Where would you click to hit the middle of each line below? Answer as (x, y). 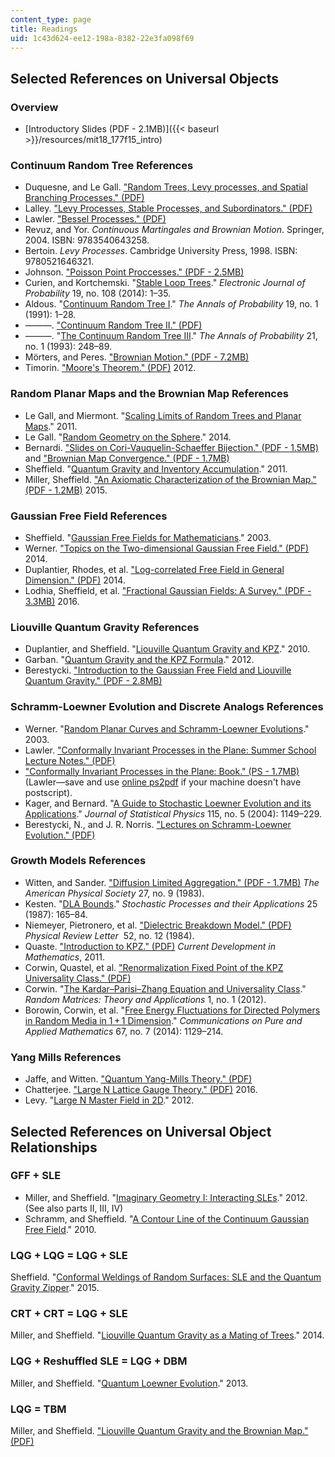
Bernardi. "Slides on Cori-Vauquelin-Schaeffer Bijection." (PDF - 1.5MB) (172, 447)
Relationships (54, 1147)
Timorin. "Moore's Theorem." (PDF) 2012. (110, 368)
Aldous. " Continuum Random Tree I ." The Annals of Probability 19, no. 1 (171, 304)
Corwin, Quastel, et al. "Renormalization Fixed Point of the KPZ (154, 967)
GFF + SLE (36, 1176)
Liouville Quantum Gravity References (105, 627)
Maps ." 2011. (51, 426)
